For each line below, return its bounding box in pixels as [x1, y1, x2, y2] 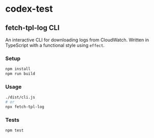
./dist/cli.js [5, 95, 36, 100]
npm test [5, 128, 24, 133]
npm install [5, 67, 31, 72]
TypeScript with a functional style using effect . [5, 42, 105, 48]
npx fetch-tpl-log [5, 104, 44, 109]
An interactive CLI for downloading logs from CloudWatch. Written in [5, 37, 149, 43]
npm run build [5, 71, 36, 76]
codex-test [5, 3, 53, 15]
